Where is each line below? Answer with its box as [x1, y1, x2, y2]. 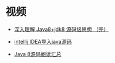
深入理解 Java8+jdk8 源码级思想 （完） [13, 26, 109, 33]
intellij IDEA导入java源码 [13, 38, 72, 45]
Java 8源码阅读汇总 [13, 50, 62, 57]
